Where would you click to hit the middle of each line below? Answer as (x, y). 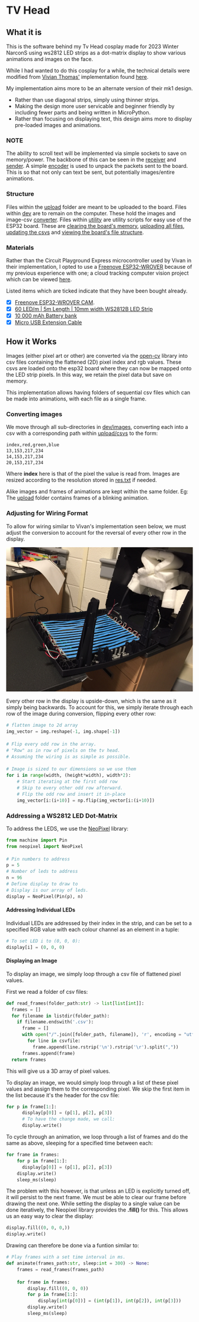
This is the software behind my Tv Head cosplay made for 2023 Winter (92, 46)
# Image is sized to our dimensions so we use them (71, 769)
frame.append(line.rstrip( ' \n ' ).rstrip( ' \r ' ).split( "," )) (105, 1047)
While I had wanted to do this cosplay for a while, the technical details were (98, 71)
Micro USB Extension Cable (48, 322)
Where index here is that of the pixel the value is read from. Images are (93, 474)
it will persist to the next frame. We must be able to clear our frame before (96, 1197)
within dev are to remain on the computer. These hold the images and (91, 213)
